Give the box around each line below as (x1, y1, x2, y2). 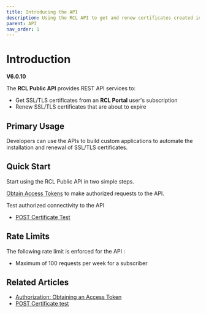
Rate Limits (6, 231, 50, 242)
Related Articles (6, 277, 69, 288)
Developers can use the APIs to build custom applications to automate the (6, 137, 193, 144)
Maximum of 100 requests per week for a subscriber (15, 259, 148, 267)
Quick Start (6, 161, 51, 172)
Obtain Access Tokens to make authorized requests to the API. (6, 190, 164, 197)
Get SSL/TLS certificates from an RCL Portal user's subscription (15, 96, 178, 104)
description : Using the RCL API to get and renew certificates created (6, 15, 193, 21)
